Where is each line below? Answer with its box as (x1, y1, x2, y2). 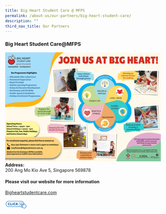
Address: (5, 161, 25, 168)
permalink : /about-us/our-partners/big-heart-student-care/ (5, 13, 132, 18)
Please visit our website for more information (5, 178, 100, 184)
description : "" (5, 18, 39, 23)
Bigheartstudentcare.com (5, 190, 57, 196)
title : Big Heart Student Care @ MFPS (5, 8, 85, 13)
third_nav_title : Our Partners (5, 24, 70, 29)
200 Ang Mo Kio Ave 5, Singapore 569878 (5, 167, 91, 173)
